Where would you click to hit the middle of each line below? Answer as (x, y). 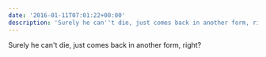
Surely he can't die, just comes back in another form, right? (105, 45)
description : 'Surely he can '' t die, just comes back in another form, (129, 23)
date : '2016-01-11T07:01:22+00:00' (67, 15)
